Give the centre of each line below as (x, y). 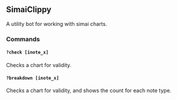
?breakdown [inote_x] (33, 78)
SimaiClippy (29, 10)
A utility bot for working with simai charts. (57, 24)
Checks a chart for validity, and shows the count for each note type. (89, 91)
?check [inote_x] (27, 52)
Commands (23, 39)
